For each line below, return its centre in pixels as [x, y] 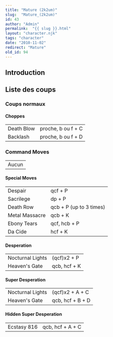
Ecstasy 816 [23, 327]
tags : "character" [24, 38]
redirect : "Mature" [26, 47]
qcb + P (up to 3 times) [78, 207]
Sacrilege [19, 199]
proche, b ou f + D [61, 137]
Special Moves [21, 178]
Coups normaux [25, 104]
